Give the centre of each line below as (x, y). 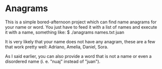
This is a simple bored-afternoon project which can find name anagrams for (81, 22)
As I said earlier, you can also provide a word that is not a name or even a (78, 56)
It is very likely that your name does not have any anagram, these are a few (80, 41)
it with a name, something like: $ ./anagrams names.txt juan (65, 32)
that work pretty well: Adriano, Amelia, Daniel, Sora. (57, 47)
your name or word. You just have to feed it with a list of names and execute (81, 27)
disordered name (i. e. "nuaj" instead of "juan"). (53, 61)
